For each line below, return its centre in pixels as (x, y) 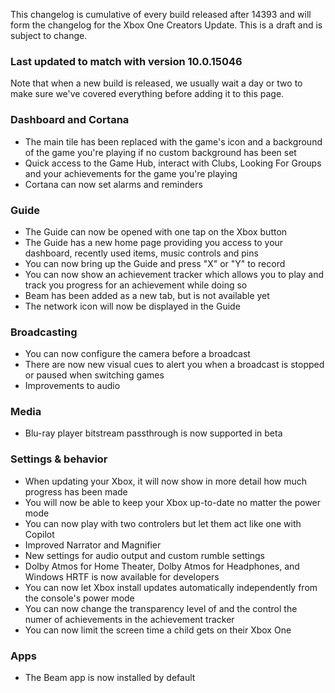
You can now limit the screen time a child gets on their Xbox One (158, 630)
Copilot (39, 534)
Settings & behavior (59, 459)
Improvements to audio (72, 386)
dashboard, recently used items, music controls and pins (141, 253)
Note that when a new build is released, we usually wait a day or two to (156, 83)
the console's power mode (79, 598)
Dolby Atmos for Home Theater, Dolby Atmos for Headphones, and (162, 566)
